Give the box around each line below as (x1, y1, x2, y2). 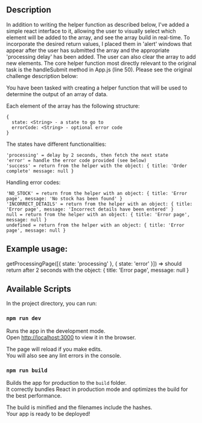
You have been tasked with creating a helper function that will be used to (6, 84, 188, 91)
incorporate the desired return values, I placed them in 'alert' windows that (6, 40, 192, 47)
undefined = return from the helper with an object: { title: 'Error (6, 222, 185, 228)
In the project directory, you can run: (6, 300, 97, 307)
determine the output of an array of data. (6, 90, 108, 97)
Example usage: (6, 244, 68, 254)
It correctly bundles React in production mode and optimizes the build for (6, 385, 188, 393)
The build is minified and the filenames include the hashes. (6, 404, 153, 411)
